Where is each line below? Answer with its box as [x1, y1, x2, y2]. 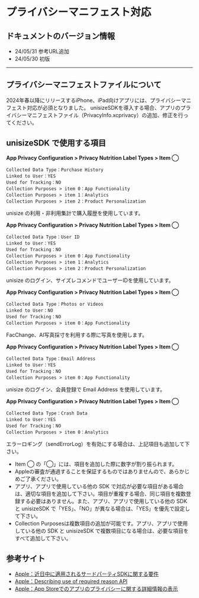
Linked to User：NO [6, 307, 53, 314]
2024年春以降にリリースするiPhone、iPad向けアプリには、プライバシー [6, 96, 181, 104]
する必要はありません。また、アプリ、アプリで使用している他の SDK [20, 497, 188, 505]
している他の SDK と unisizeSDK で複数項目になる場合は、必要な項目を [14, 527, 189, 534]
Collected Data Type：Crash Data [6, 410, 88, 416]
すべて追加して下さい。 [14, 534, 72, 542]
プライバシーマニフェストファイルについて [6, 80, 162, 90]
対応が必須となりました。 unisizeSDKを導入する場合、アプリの [26, 104, 181, 111]
